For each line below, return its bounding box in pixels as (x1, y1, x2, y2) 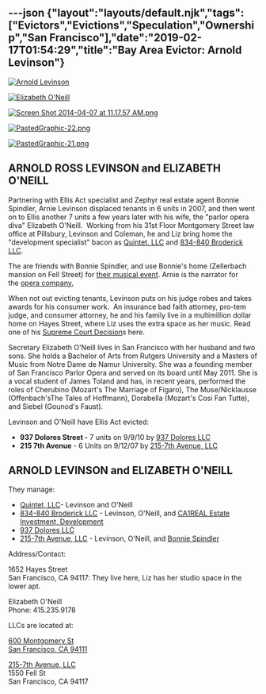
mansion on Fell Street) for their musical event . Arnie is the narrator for (8, 269, 239, 279)
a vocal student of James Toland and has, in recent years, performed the (8, 376, 246, 386)
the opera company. (8, 278, 74, 287)
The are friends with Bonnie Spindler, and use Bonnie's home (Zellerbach (8, 261, 247, 271)
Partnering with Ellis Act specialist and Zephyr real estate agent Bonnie (8, 195, 240, 205)
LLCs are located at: (8, 621, 74, 630)
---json (8, 6, 45, 20)
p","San (8, 31, 47, 44)
